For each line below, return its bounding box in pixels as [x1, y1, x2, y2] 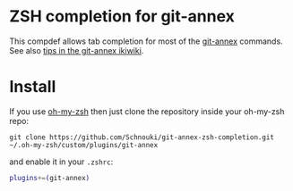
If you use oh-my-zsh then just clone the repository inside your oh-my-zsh [9, 105, 285, 117]
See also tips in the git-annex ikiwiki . [9, 45, 144, 55]
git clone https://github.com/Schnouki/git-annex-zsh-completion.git [9, 132, 275, 142]
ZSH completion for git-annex [9, 6, 236, 27]
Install [9, 77, 56, 97]
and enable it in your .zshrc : [9, 156, 114, 167]
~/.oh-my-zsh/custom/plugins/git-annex [9, 140, 159, 149]
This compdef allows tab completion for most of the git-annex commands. [9, 36, 284, 46]
